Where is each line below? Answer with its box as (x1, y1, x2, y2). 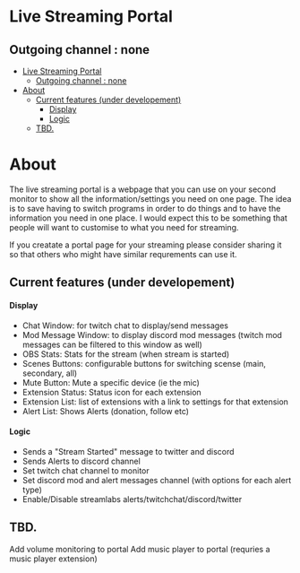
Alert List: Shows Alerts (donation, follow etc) (21, 405, 190, 416)
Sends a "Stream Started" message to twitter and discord (21, 446, 235, 456)
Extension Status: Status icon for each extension (21, 386, 201, 397)
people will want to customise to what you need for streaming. (9, 221, 239, 232)
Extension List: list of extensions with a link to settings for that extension (21, 396, 289, 407)
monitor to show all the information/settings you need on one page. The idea (9, 193, 292, 204)
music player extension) (9, 553, 99, 564)
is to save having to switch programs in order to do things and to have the (9, 203, 281, 213)
